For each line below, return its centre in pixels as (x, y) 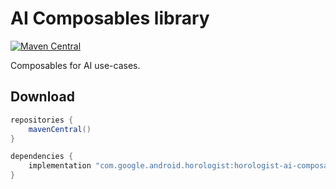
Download (42, 97)
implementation (60, 166)
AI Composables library (110, 18)
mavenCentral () (60, 129)
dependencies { (42, 157)
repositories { (42, 120)
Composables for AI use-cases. (75, 65)
